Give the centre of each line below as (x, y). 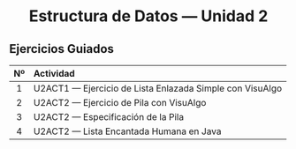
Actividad (54, 74)
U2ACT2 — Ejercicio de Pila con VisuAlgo (120, 103)
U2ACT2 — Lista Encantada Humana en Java (128, 131)
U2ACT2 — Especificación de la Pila (109, 117)
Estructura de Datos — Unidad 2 (148, 16)
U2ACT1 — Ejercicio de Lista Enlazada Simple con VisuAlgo (158, 88)
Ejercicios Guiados (62, 49)
